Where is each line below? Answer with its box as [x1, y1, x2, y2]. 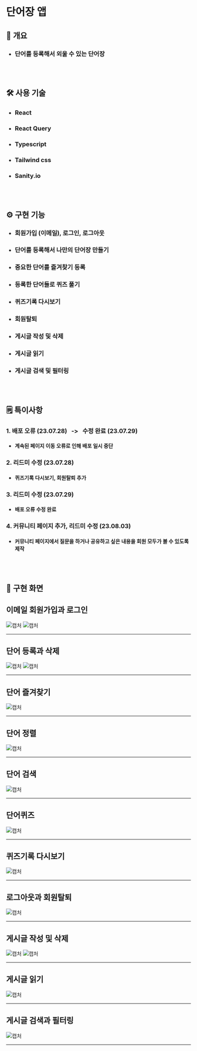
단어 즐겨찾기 [6, 687, 51, 697]
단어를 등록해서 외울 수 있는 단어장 [14, 49, 105, 58]
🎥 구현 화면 [6, 583, 44, 593]
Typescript [14, 140, 47, 149]
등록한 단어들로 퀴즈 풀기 [14, 280, 80, 288]
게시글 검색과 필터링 [6, 1016, 74, 1026]
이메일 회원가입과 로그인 [6, 605, 88, 615]
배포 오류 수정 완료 [14, 506, 57, 513]
